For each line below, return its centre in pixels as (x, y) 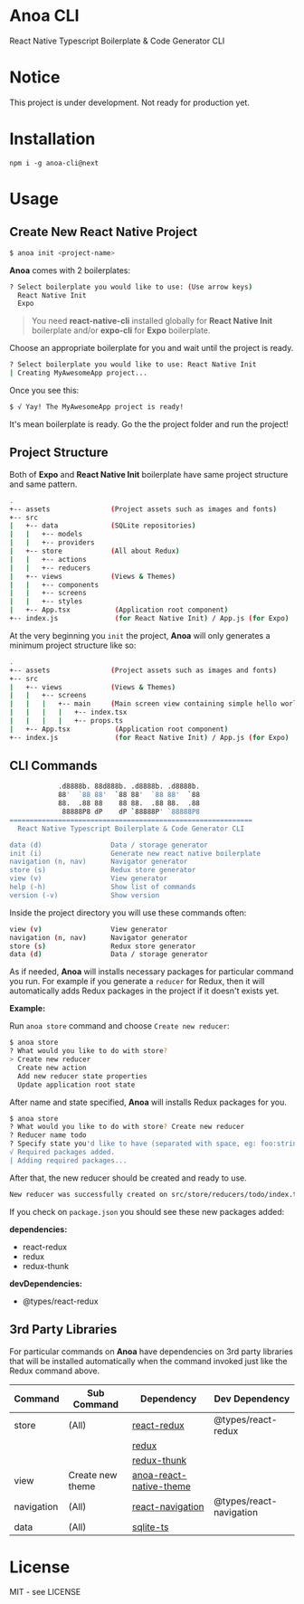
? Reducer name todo (48, 1135)
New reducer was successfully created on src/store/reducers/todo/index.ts (155, 1194)
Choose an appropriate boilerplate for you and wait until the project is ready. (152, 348)
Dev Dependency (252, 1399)
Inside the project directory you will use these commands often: (128, 912)
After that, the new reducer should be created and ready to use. (128, 1178)
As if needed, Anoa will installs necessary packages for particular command (152, 972)
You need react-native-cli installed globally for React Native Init (152, 321)
